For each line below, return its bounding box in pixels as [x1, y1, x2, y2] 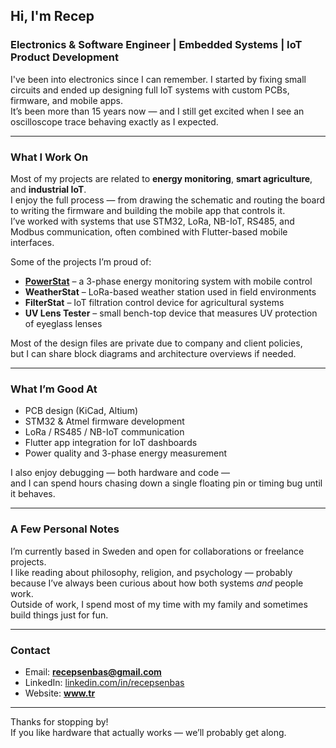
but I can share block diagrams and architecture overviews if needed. [10, 347, 297, 359]
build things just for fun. [10, 609, 109, 621]
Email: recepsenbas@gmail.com [24, 665, 162, 678]
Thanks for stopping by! [10, 715, 109, 728]
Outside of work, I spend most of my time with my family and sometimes [10, 598, 308, 610]
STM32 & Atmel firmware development [24, 415, 185, 428]
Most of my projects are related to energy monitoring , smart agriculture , [10, 172, 313, 184]
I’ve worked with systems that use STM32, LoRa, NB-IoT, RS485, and [10, 215, 295, 227]
